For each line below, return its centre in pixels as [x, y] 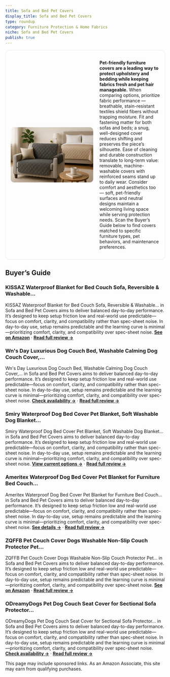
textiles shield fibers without [129, 111]
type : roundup [20, 21]
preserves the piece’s [122, 144]
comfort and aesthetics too [128, 187]
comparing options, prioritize [130, 95]
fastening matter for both [126, 122]
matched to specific [120, 231]
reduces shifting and [121, 139]
